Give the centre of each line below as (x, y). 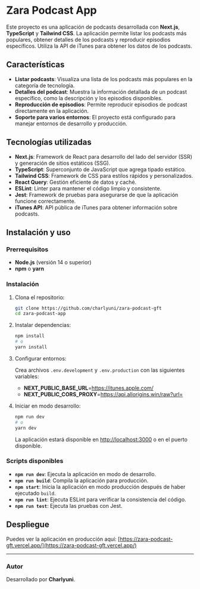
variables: (27, 376)
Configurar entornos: (40, 358)
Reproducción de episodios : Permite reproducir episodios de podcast (101, 104)
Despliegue (28, 525)
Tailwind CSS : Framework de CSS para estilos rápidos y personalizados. (104, 175)
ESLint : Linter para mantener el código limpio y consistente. (88, 188)
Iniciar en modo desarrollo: (48, 406)
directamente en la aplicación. (52, 110)
